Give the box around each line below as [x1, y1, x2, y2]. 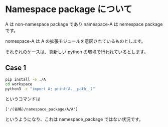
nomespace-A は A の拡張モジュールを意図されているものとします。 [5, 38, 146, 44]
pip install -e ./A [5, 77, 46, 82]
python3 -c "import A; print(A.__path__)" [5, 86, 95, 91]
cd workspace [5, 81, 33, 87]
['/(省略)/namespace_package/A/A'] [5, 107, 78, 112]
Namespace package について [5, 4, 132, 15]
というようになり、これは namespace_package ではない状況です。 [5, 116, 144, 122]
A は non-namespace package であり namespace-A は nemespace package [5, 21, 163, 27]
